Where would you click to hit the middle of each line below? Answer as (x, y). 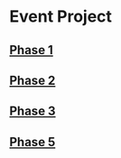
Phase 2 (33, 80)
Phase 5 (33, 142)
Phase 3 (33, 112)
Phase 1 (32, 50)
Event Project (61, 17)
